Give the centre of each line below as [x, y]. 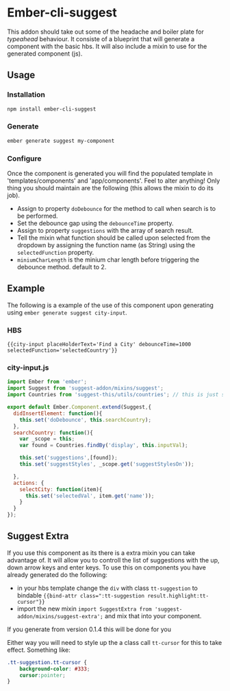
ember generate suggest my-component [61, 141]
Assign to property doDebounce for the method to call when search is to [116, 208]
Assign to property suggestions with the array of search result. [105, 230]
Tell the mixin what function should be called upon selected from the [114, 238]
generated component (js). [45, 54]
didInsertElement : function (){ [58, 414]
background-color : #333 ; [55, 669]
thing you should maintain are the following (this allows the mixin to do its [111, 188]
